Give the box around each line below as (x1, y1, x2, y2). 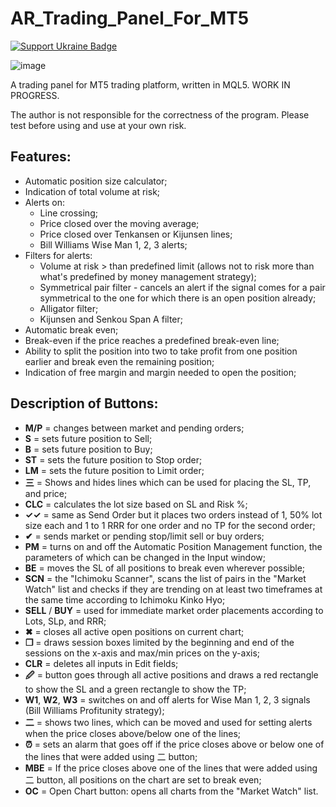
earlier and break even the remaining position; (24, 355, 215, 367)
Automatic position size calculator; (24, 175, 168, 187)
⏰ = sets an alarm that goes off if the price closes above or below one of (24, 738, 325, 750)
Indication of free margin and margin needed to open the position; (24, 366, 297, 378)
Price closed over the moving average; (39, 217, 200, 229)
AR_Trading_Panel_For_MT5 (10, 7, 250, 30)
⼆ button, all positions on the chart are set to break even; (24, 773, 262, 786)
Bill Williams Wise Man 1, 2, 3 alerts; (39, 238, 188, 251)
